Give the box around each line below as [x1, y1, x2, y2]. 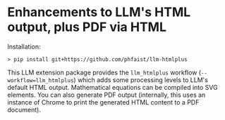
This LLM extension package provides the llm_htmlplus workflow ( [7, 68, 202, 76]
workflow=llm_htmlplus [7, 76, 74, 84]
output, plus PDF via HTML [7, 19, 167, 35]
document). [7, 105, 41, 114]
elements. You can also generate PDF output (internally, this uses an [7, 91, 206, 99]
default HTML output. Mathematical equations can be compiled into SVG [7, 83, 218, 91]
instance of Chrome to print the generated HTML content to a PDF [7, 98, 200, 106]
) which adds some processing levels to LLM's [73, 75, 208, 84]
